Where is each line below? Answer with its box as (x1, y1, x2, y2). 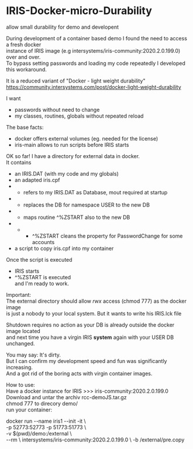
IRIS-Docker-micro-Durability (6, 4, 152, 18)
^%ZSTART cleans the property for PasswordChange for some (32, 232, 183, 239)
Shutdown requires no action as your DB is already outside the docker (6, 321, 175, 328)
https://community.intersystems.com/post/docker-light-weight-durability (6, 83, 181, 90)
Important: (6, 291, 31, 298)
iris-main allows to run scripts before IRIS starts (14, 141, 129, 148)
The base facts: (6, 124, 44, 131)
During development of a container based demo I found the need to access (6, 35, 187, 42)
